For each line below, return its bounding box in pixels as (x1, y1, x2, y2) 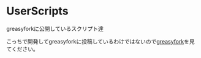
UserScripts (6, 4, 69, 18)
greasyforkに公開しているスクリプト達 (6, 25, 104, 32)
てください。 (6, 45, 39, 53)
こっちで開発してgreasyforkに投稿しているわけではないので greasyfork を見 (6, 37, 195, 45)
